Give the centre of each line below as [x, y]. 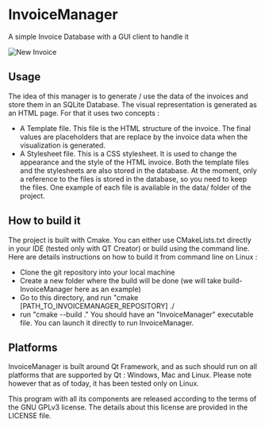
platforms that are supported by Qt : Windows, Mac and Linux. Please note [130, 375]
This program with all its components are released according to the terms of [132, 399]
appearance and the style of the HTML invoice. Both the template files [134, 162]
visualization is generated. [62, 145]
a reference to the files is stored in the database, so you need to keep [133, 179]
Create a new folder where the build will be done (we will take [121, 280]
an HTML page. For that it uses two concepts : [84, 113]
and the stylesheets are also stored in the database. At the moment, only [138, 170]
